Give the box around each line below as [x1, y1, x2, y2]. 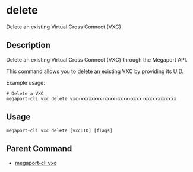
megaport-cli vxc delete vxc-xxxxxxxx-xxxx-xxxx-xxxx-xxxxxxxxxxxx [6, 95, 177, 101]
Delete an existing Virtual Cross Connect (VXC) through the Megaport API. [6, 56, 188, 63]
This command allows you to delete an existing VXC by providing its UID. [6, 68, 184, 75]
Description [6, 40, 50, 50]
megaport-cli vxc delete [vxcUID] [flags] [6, 128, 113, 133]
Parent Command [6, 144, 72, 154]
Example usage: [6, 79, 46, 86]
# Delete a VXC [6, 90, 44, 97]
